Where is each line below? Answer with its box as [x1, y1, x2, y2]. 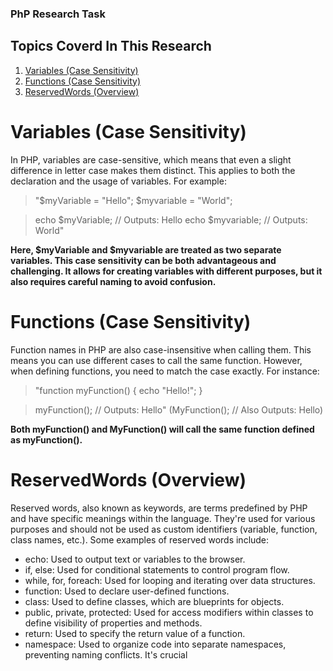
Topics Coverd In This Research [10, 38, 212, 55]
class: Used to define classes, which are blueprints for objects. [24, 595, 285, 607]
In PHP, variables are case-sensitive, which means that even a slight [10, 153, 292, 166]
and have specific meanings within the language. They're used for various [10, 512, 316, 524]
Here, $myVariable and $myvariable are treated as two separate [10, 243, 282, 256]
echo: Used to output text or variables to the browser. [24, 553, 246, 565]
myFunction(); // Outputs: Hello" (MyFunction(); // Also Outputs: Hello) [34, 403, 324, 416]
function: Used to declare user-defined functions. [24, 585, 230, 597]
